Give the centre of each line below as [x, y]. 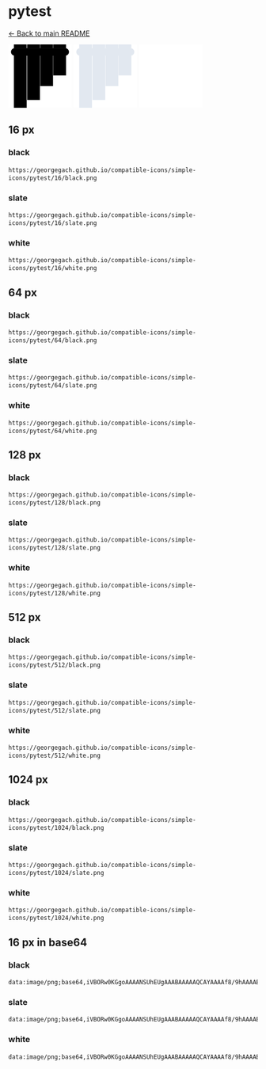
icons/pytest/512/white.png [55, 756]
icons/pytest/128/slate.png [55, 548]
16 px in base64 [48, 942]
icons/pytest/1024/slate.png [56, 873]
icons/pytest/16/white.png [53, 268]
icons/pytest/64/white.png [53, 431]
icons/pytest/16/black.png [53, 178]
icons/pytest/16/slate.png [53, 223]
